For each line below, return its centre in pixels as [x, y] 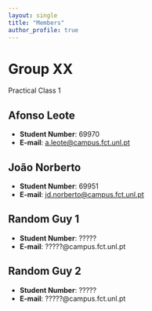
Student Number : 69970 [60, 134]
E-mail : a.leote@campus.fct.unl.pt [75, 143]
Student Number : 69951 [59, 186]
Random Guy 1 [44, 220]
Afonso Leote [42, 115]
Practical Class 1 [34, 90]
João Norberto [45, 167]
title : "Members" [36, 23]
